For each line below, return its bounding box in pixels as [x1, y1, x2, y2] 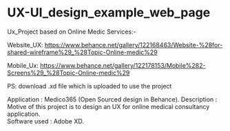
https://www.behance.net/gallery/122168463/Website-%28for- [44, 40, 223, 49]
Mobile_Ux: [7, 61, 39, 69]
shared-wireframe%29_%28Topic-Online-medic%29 [7, 48, 158, 56]
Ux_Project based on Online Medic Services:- [7, 27, 136, 36]
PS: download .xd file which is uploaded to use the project [7, 82, 172, 90]
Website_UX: [7, 40, 43, 49]
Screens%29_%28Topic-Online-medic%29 [7, 69, 130, 77]
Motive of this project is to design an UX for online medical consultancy [7, 102, 210, 110]
